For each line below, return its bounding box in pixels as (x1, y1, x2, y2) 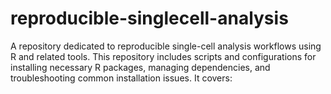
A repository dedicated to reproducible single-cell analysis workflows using (10, 40, 322, 52)
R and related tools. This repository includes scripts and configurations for (10, 50, 317, 62)
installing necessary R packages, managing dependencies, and (10, 61, 271, 73)
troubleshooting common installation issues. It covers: (10, 72, 233, 84)
